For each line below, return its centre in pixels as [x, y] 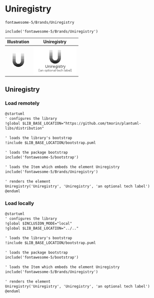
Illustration [18, 42]
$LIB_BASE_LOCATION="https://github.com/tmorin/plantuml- [82, 123]
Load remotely [22, 103]
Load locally [20, 203]
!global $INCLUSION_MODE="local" [39, 223]
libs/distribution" [25, 128]
